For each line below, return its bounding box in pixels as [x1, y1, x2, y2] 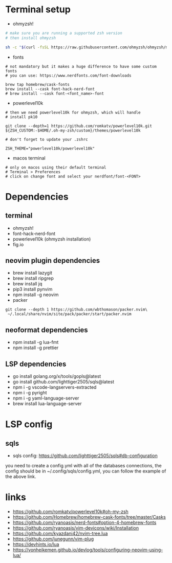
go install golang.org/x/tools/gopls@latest [12, 373, 101, 379]
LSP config [5, 419, 53, 430]
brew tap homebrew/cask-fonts [5, 82, 70, 87]
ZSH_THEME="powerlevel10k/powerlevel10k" [5, 146, 95, 151]
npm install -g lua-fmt [12, 339, 59, 346]
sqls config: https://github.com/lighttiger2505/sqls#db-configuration [12, 452, 158, 459]
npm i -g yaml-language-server [12, 395, 79, 401]
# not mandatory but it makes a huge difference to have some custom [5, 64, 157, 69]
